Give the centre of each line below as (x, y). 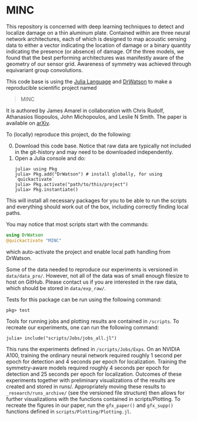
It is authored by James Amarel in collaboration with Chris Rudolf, (85, 110)
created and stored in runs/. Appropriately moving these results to (86, 386)
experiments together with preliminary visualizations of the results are (91, 380)
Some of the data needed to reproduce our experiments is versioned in (92, 269)
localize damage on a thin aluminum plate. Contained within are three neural (98, 32)
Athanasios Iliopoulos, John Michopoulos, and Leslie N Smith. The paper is (96, 117)
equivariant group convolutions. (45, 70)
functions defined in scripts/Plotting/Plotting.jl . (69, 411)
